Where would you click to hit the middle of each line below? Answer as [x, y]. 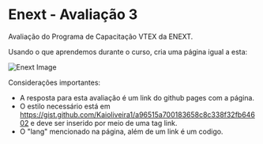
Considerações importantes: [54, 82]
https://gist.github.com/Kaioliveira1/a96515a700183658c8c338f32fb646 [137, 114]
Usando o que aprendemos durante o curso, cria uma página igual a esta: [128, 51]
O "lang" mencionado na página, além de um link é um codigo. [121, 131]
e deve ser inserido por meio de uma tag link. [104, 123]
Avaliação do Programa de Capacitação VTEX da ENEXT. [101, 36]
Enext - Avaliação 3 [73, 15]
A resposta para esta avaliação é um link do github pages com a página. [137, 97]
